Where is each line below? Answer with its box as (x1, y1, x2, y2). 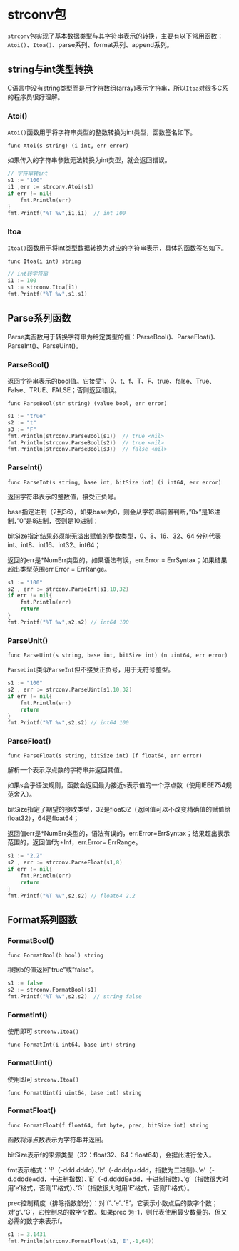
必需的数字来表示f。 (7, 1216, 66, 1225)
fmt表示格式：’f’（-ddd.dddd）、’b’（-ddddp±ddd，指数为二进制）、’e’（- (7, 1165, 215, 1174)
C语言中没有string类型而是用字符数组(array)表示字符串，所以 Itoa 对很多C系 (7, 84, 229, 92)
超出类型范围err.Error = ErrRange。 (7, 564, 111, 573)
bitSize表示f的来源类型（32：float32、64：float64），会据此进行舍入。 (7, 1150, 215, 1159)
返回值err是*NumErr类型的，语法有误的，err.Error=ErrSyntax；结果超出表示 (7, 829, 230, 838)
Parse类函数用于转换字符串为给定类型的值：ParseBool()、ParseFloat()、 (7, 332, 220, 341)
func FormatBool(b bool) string (7, 952, 103, 960)
